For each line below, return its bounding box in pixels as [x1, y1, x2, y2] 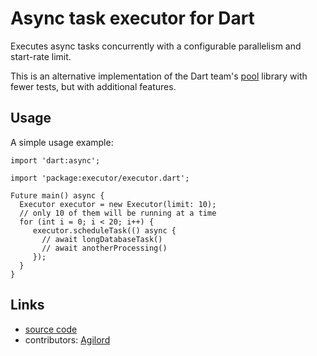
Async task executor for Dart [10, 7, 255, 30]
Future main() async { [10, 190, 105, 201]
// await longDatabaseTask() [41, 234, 163, 244]
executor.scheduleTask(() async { [32, 225, 177, 236]
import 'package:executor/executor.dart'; [10, 173, 190, 183]
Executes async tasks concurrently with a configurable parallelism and [10, 40, 302, 52]
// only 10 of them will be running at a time [19, 208, 217, 218]
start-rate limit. [10, 50, 72, 62]
